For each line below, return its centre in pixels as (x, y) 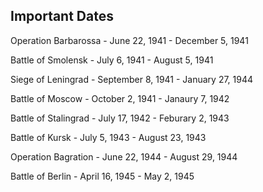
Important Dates (62, 16)
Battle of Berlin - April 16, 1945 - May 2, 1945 (102, 176)
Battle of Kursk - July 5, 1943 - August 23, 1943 (108, 137)
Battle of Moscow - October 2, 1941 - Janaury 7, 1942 (120, 98)
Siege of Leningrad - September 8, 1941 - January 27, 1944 (132, 79)
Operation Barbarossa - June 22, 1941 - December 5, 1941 (129, 40)
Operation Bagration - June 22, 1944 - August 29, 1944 (124, 156)
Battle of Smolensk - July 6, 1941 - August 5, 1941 (112, 60)
